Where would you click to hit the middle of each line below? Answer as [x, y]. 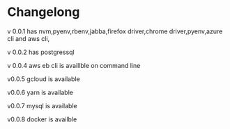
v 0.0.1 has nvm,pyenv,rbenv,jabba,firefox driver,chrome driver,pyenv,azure [115, 31]
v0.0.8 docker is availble [42, 119]
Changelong [44, 12]
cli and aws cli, [29, 38]
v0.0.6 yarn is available [40, 92]
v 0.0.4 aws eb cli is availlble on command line [74, 65]
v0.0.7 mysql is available [43, 105]
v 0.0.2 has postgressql [41, 52]
